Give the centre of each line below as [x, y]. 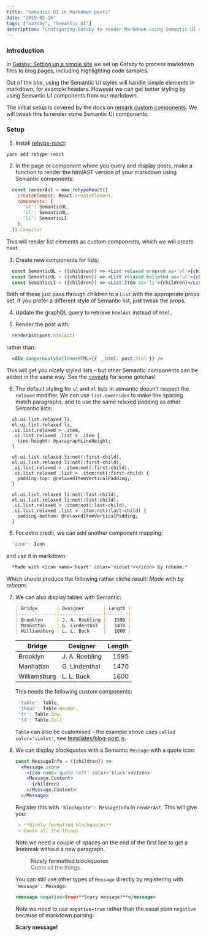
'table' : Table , [39, 703]
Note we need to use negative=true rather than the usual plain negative [105, 909]
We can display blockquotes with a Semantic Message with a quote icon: [105, 750]
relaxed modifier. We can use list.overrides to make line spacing [99, 396]
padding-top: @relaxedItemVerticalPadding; [74, 479]
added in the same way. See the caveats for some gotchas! [81, 377]
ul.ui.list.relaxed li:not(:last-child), [66, 495]
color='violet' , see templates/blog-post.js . [71, 738]
